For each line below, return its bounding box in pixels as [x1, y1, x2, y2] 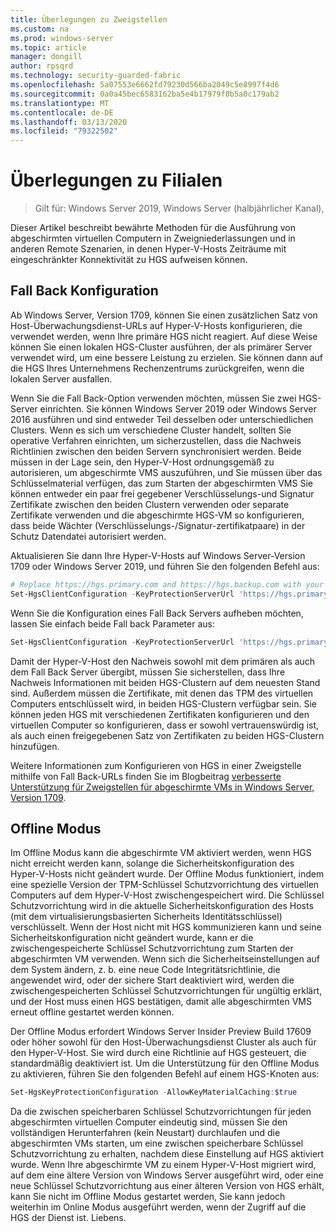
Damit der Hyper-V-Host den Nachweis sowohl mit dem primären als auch [10, 655, 316, 667]
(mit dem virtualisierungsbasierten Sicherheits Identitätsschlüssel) [10, 911, 283, 923]
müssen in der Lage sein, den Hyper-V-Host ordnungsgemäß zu [10, 456, 275, 468]
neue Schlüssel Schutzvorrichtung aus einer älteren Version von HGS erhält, [10, 1180, 325, 1192]
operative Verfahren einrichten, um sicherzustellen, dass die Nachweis [10, 434, 302, 446]
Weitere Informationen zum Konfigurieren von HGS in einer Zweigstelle [10, 759, 302, 771]
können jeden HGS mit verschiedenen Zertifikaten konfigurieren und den [10, 708, 310, 720]
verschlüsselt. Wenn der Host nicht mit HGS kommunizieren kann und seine [10, 921, 322, 933]
